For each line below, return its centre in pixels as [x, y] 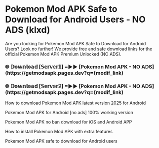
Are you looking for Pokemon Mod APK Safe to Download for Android [76, 43]
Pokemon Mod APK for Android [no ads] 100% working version [69, 113]
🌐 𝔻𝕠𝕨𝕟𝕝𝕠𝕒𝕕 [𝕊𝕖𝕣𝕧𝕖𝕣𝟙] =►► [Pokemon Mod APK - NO [73, 66]
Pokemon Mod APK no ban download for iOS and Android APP [69, 122]
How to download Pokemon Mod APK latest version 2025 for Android [76, 103]
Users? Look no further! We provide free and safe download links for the [79, 49]
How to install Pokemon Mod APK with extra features [59, 132]
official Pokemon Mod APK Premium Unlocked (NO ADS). [63, 54]
